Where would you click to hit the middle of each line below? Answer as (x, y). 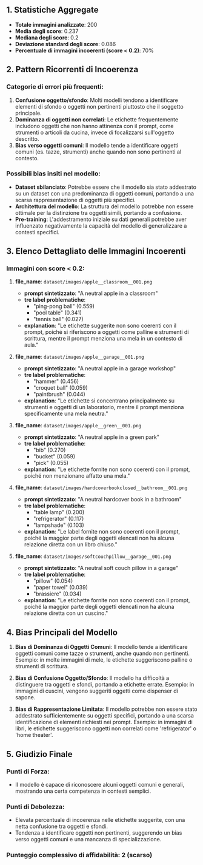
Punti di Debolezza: (35, 807)
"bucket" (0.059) (54, 456)
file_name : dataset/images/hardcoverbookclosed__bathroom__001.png (101, 487)
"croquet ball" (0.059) (60, 388)
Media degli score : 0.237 (47, 31)
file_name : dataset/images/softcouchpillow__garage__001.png (93, 556)
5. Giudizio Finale (39, 754)
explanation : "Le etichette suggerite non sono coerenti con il (100, 326)
